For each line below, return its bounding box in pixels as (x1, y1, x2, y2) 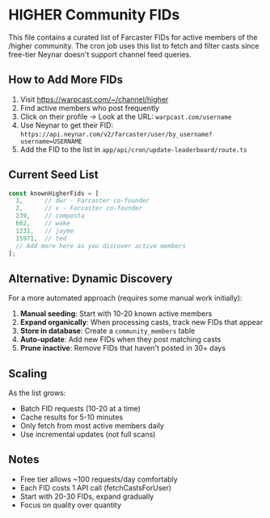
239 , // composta (15, 212, 85, 220)
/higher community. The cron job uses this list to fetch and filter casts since (8, 40, 260, 50)
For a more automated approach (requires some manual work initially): (8, 293, 243, 303)
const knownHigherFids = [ (8, 189, 99, 197)
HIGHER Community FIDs (8, 6, 180, 24)
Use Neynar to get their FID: (19, 120, 114, 130)
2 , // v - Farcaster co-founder (15, 204, 143, 213)
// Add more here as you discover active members (15, 242, 186, 250)
